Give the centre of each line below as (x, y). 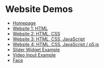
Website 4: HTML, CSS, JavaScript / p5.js (56, 44)
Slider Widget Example (36, 49)
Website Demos (39, 9)
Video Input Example (34, 55)
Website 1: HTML (30, 28)
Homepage (24, 23)
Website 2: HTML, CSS (36, 33)
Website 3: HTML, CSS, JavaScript (48, 39)
